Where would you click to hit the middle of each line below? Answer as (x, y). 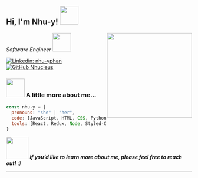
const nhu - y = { (26, 107)
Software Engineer (29, 49)
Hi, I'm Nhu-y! (32, 22)
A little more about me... (61, 95)
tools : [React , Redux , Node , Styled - (58, 123)
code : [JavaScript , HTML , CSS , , (62, 118)
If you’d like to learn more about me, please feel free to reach (106, 157)
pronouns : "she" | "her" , (43, 113)
